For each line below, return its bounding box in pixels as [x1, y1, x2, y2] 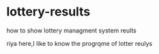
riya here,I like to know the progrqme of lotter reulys [6, 39, 153, 47]
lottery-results [6, 4, 91, 20]
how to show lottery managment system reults [6, 26, 137, 34]
